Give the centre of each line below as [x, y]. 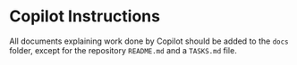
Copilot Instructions [85, 16]
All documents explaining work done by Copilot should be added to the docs [149, 41]
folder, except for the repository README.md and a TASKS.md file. [123, 50]
